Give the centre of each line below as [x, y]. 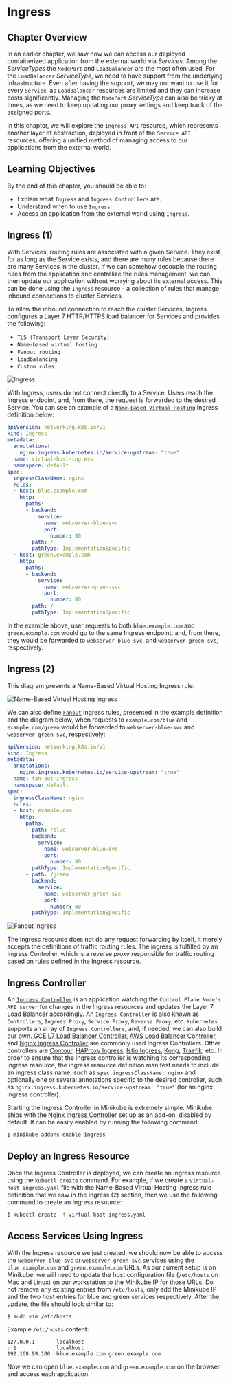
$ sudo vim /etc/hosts [39, 1316]
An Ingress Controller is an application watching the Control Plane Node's [114, 999]
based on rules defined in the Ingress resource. [74, 961]
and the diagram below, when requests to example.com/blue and [97, 720]
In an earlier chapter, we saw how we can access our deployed [96, 54]
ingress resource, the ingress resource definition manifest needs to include [113, 1065]
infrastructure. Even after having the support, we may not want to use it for [113, 83]
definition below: [31, 414]
